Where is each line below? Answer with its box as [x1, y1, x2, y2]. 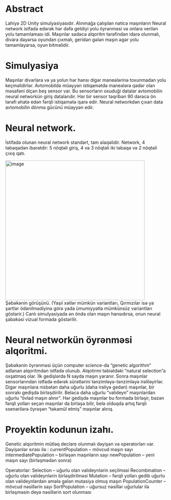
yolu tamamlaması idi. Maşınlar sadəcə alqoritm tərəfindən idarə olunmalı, [5, 31, 160, 37]
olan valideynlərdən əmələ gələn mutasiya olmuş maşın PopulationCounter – [5, 478, 166, 484]
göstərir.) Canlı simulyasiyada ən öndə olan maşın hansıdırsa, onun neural [5, 310, 161, 317]
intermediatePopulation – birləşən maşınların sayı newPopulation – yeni [5, 452, 155, 458]
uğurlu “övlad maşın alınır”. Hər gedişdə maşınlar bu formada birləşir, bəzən [5, 395, 165, 401]
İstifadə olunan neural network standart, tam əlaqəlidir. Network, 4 [5, 139, 145, 145]
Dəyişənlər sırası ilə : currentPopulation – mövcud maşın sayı [5, 446, 133, 452]
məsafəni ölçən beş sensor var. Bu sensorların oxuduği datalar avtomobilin [5, 88, 163, 94]
